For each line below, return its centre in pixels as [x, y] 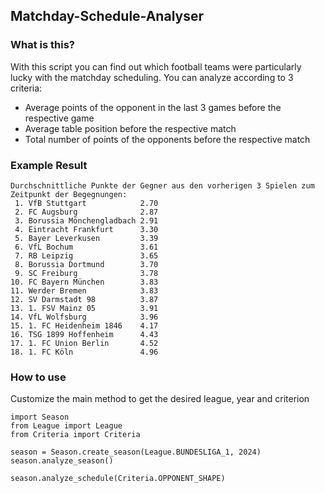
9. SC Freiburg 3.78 [86, 273]
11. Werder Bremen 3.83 [84, 290]
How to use [38, 377]
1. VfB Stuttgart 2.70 [86, 203]
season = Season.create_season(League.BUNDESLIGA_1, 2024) [136, 452]
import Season [40, 417]
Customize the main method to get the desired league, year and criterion [160, 399]
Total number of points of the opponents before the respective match [167, 139]
